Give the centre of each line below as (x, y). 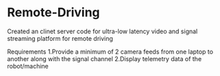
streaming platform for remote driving (60, 38)
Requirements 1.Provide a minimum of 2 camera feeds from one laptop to (110, 52)
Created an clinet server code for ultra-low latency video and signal (102, 31)
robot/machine (28, 66)
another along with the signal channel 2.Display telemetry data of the (105, 58)
